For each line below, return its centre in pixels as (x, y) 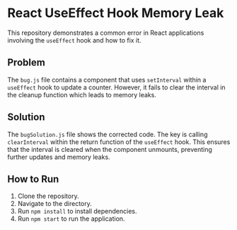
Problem (27, 63)
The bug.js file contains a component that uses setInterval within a (107, 80)
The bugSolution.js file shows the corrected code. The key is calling (108, 134)
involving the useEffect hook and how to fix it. (74, 40)
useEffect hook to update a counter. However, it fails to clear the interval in (116, 87)
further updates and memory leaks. (59, 157)
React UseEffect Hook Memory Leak (116, 13)
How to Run (33, 179)
